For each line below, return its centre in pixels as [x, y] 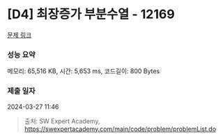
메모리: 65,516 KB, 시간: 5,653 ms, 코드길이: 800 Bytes [84, 71]
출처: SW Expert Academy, [62, 121]
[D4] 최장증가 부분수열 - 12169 [91, 14]
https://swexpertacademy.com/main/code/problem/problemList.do [120, 129]
